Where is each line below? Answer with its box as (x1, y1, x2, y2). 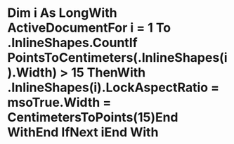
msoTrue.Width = (7, 95, 112, 110)
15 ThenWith (71, 65, 146, 81)
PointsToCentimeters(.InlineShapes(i (7, 50, 228, 66)
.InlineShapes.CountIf (7, 35, 138, 51)
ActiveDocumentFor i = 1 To (7, 20, 171, 36)
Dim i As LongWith (7, 5, 117, 21)
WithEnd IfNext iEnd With (7, 124, 159, 140)
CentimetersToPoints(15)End (7, 110, 178, 126)
